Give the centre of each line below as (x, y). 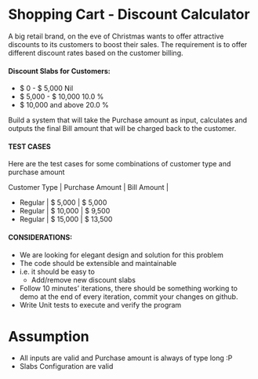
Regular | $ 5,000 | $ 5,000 (63, 202)
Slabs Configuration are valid (66, 366)
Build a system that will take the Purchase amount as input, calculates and (127, 120)
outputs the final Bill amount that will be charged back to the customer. (122, 129)
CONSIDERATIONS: (40, 237)
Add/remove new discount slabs (83, 279)
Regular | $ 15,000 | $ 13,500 (66, 219)
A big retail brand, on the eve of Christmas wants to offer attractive (116, 36)
